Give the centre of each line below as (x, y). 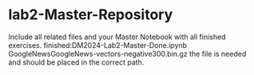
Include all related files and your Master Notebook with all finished (117, 37)
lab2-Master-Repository (91, 15)
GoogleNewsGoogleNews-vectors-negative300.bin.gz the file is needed (127, 53)
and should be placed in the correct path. (76, 62)
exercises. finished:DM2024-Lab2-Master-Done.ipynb (98, 45)
